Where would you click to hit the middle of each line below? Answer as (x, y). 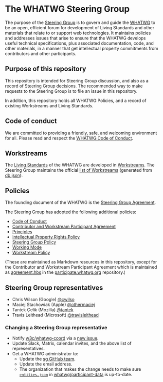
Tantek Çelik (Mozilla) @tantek (43, 310)
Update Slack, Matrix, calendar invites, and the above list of (72, 343)
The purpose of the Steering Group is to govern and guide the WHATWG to (80, 22)
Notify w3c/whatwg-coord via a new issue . (55, 338)
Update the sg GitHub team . (47, 359)
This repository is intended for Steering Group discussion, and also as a (77, 80)
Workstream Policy (31, 253)
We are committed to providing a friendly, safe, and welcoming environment (81, 133)
